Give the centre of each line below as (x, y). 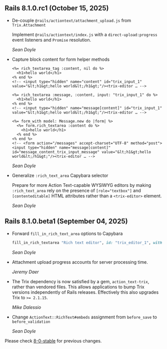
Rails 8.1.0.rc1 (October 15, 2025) (57, 8)
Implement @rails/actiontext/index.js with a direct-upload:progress (85, 34)
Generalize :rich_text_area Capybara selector (60, 175)
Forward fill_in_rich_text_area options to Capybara (67, 234)
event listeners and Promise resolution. (51, 40)
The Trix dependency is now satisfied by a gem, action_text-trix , (80, 281)
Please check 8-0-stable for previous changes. (53, 340)
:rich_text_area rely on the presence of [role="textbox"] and (76, 190)
